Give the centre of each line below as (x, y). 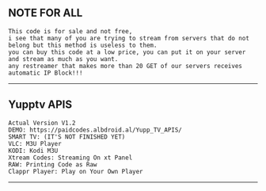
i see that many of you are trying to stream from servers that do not (129, 38)
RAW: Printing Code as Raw (53, 164)
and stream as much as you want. (63, 59)
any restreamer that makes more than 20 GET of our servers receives (125, 66)
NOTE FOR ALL (46, 13)
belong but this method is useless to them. (83, 45)
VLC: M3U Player (35, 143)
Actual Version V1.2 (42, 123)
